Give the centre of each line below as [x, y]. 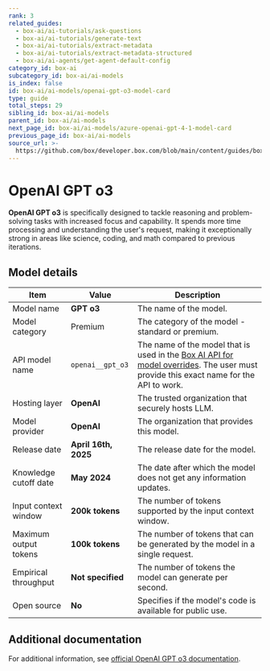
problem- [237, 213]
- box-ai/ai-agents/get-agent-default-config [93, 61]
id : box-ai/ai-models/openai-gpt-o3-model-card [90, 91]
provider [28, 432]
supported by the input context [196, 511]
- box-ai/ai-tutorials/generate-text [79, 38]
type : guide [28, 98]
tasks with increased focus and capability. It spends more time [137, 222]
